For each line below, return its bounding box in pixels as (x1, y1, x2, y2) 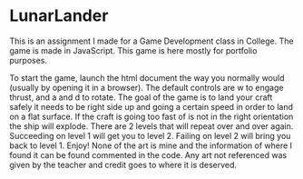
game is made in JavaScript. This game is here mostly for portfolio (9, 45, 258, 55)
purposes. (9, 55, 48, 65)
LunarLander (9, 5, 109, 26)
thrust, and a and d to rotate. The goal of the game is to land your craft (9, 92, 273, 103)
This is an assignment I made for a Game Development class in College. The (9, 35, 294, 46)
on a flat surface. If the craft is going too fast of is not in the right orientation (9, 111, 294, 122)
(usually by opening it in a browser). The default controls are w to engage (9, 82, 284, 93)
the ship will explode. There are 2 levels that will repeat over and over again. (9, 120, 294, 132)
